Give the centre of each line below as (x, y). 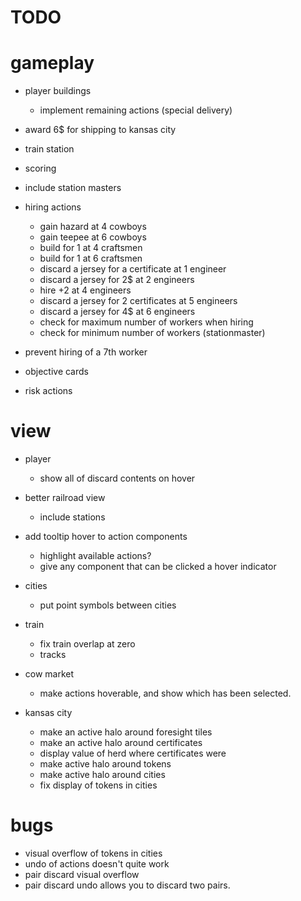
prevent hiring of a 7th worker (86, 352)
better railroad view (65, 498)
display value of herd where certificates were (133, 753)
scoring (40, 168)
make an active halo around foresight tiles (126, 732)
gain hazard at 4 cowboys (93, 227)
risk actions (48, 391)
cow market (49, 674)
